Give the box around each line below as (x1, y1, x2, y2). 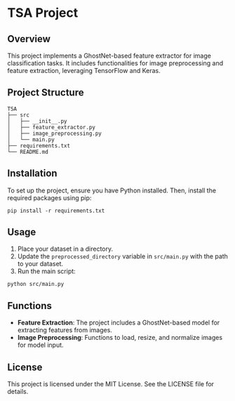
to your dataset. (17, 260, 64, 268)
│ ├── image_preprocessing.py (7, 130, 102, 137)
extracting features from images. (17, 326, 112, 334)
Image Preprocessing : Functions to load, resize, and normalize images (17, 334, 223, 342)
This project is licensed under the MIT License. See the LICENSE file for (7, 380, 215, 388)
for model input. (17, 341, 65, 349)
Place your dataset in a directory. (17, 244, 114, 254)
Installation (7, 167, 58, 180)
